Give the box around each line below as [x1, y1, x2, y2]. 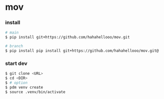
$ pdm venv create [5, 85, 43, 90]
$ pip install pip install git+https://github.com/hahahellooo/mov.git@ [5, 48, 159, 53]
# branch [5, 44, 23, 49]
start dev [5, 60, 28, 66]
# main [5, 30, 19, 35]
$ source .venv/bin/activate [5, 89, 66, 95]
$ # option [5, 80, 28, 85]
